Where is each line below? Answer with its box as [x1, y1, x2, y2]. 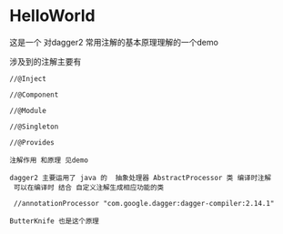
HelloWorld [9, 5, 96, 26]
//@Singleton [9, 122, 59, 131]
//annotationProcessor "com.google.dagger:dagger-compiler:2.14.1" [13, 198, 275, 208]
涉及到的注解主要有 [9, 56, 82, 66]
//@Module [9, 106, 47, 115]
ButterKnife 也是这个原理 [9, 216, 100, 226]
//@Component [9, 90, 59, 99]
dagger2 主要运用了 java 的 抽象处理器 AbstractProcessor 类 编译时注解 [9, 173, 271, 182]
